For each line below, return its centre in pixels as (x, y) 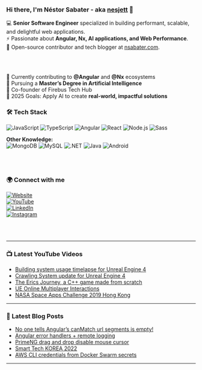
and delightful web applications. (46, 32)
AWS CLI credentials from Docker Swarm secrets (76, 355)
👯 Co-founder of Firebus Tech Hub (49, 90)
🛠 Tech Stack (27, 112)
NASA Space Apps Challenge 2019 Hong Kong (73, 295)
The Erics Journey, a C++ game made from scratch (78, 282)
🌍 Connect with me (35, 180)
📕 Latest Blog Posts (35, 316)
